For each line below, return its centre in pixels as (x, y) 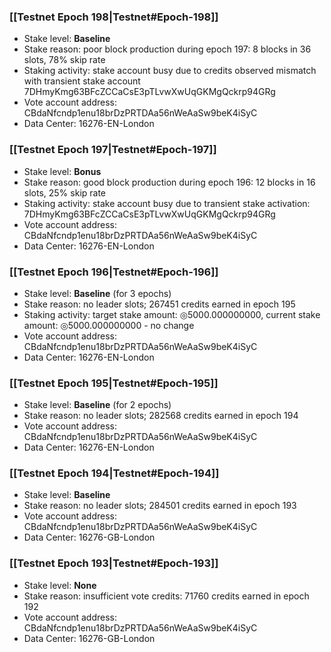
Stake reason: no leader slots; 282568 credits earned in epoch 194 (161, 416)
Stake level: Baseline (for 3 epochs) (97, 293)
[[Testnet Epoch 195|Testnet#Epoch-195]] (114, 383)
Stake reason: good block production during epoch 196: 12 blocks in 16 (169, 182)
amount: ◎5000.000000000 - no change (109, 325)
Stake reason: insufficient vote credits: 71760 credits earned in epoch (166, 596)
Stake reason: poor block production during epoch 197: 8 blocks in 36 (167, 49)
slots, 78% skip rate (64, 60)
